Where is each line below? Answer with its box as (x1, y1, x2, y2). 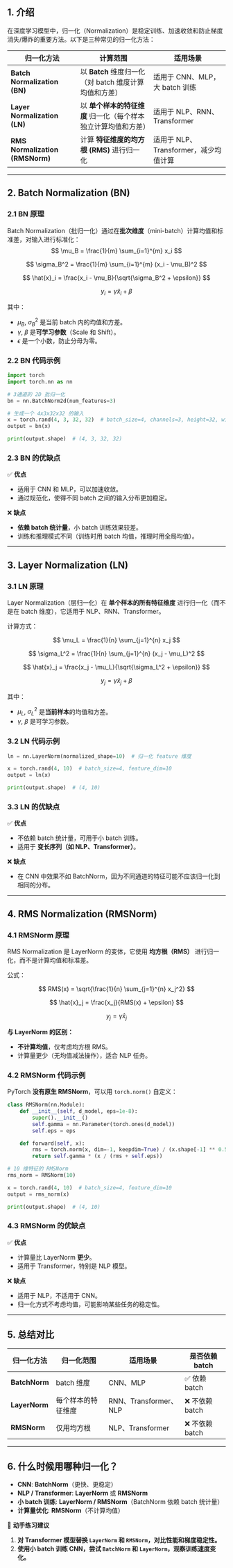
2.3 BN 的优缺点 (7, 453, 61, 463)
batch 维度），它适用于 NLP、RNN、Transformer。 (20, 608, 165, 616)
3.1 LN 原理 (7, 581, 44, 591)
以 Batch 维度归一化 (80, 67, 146, 77)
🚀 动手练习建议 (7, 1521, 50, 1530)
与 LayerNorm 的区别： (7, 1027, 74, 1036)
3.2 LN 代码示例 (7, 736, 60, 746)
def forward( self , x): (19, 1140, 85, 1147)
